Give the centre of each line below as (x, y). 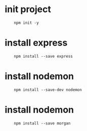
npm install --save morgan (42, 123)
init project (28, 9)
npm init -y (26, 23)
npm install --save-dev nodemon (48, 90)
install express (36, 43)
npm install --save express (43, 56)
